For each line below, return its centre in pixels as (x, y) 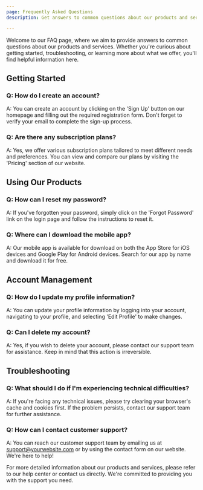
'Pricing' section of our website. (46, 163)
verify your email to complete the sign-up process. (69, 122)
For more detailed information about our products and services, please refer (101, 468)
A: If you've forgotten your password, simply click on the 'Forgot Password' (100, 213)
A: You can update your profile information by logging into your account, (96, 310)
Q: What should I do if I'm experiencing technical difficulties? (98, 388)
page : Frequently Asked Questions (50, 12)
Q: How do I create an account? (53, 96)
